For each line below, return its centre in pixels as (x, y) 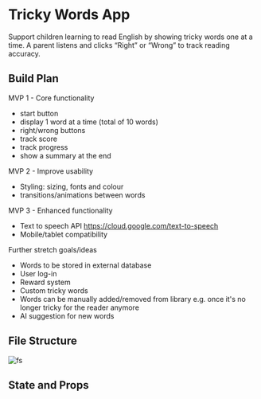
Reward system (45, 282)
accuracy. (25, 53)
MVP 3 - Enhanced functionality (60, 210)
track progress (44, 147)
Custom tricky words (54, 290)
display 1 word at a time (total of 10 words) (89, 122)
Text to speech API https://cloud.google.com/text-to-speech (119, 225)
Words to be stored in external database (86, 265)
